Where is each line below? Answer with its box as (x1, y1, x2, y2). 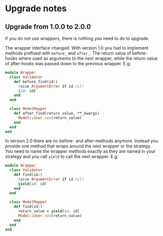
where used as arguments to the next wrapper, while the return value (19, 55, 158, 61)
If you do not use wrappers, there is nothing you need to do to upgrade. (5, 35, 150, 41)
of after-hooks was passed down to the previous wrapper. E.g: (5, 61, 131, 66)
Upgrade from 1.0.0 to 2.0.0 (5, 23, 92, 31)
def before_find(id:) (14, 79, 58, 84)
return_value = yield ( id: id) (18, 209, 80, 214)
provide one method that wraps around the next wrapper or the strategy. (5, 143, 152, 149)
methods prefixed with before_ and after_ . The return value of (5, 50, 131, 56)
